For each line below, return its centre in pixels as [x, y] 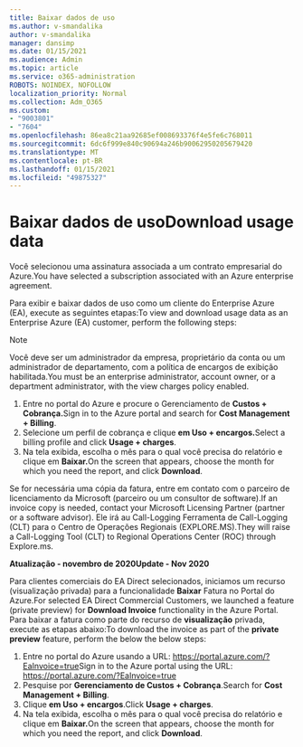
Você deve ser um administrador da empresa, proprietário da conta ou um [147, 357]
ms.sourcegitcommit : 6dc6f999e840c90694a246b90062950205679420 [131, 144]
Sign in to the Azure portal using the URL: [156, 667]
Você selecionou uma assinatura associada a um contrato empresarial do [146, 267]
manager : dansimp [42, 43]
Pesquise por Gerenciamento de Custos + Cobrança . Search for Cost [152, 686]
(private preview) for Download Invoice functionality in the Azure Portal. [144, 610]
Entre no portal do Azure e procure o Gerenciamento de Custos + [145, 404]
